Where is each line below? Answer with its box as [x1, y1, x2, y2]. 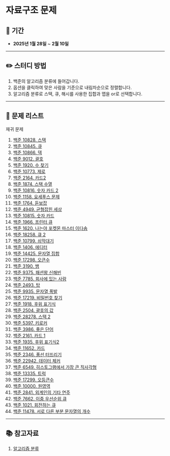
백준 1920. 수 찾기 [13, 162, 49, 168]
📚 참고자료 [6, 429, 39, 438]
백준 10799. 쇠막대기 [13, 238, 54, 244]
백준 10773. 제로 [13, 168, 46, 174]
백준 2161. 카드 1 [13, 332, 46, 338]
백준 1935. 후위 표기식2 [13, 339, 60, 345]
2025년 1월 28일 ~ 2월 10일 [13, 41, 69, 46]
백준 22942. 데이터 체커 [13, 358, 61, 364]
